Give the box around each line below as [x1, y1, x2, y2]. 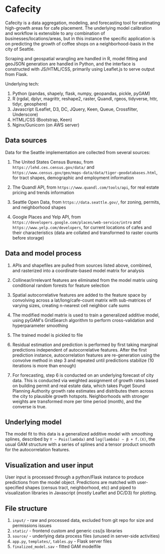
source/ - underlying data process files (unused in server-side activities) [12, 533, 160, 539]
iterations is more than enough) [12, 362, 77, 368]
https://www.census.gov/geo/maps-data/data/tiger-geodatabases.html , [12, 169, 158, 175]
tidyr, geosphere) [12, 101, 48, 107]
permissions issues [12, 522, 52, 528]
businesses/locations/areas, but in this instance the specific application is [5, 36, 156, 41]
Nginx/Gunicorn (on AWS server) [12, 122, 80, 128]
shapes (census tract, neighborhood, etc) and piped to [25, 485, 136, 491]
